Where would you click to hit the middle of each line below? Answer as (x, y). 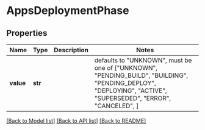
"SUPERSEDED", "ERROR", (133, 98)
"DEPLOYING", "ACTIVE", (131, 91)
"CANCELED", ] (117, 106)
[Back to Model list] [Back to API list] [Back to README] (76, 121)
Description (71, 50)
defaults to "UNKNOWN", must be (143, 60)
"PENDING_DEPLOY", (125, 83)
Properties (27, 33)
